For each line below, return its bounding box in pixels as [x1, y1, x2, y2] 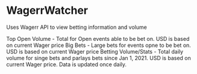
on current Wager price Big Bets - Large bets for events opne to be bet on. [6, 42, 192, 49]
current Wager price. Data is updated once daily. [6, 61, 127, 68]
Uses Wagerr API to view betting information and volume [6, 23, 148, 31]
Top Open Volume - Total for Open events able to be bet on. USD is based [6, 35, 190, 42]
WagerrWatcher [6, 4, 89, 17]
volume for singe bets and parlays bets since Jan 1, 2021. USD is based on [6, 54, 191, 61]
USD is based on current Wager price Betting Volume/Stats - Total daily [6, 48, 184, 55]
